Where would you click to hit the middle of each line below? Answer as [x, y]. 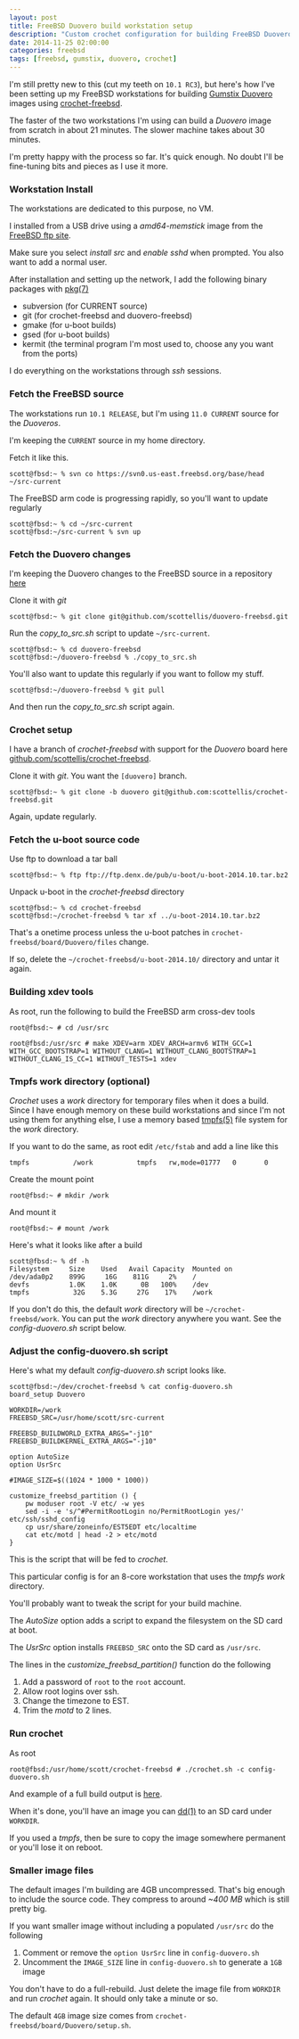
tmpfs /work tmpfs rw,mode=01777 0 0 [139, 1163]
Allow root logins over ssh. [71, 1691]
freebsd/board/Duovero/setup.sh [69, 2026]
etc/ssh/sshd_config [48, 1520]
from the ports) [50, 354]
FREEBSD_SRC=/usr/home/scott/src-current [87, 1418]
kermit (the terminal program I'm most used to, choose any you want [148, 344]
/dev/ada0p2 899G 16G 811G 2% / [103, 1277]
